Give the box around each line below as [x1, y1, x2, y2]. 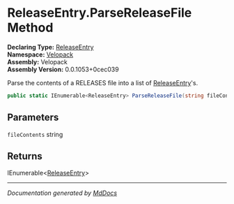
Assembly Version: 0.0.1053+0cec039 [7, 65, 120, 73]
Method [7, 20, 54, 36]
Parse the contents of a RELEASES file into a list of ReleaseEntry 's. [7, 78, 198, 87]
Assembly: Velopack [7, 57, 68, 66]
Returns [7, 150, 43, 162]
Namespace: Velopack [7, 50, 74, 59]
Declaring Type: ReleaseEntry [7, 43, 94, 51]
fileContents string [7, 130, 63, 138]
